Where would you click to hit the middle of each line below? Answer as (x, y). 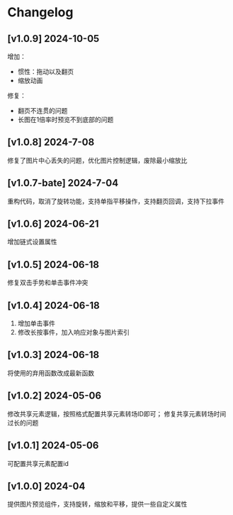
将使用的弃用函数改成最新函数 (51, 373)
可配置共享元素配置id (38, 463)
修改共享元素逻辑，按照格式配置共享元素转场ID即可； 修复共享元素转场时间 (117, 413)
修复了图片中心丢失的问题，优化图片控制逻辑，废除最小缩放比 (97, 160)
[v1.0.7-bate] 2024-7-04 (63, 183)
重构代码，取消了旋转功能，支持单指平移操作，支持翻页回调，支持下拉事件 (116, 201)
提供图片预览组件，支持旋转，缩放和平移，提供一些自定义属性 (97, 504)
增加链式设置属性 (32, 242)
